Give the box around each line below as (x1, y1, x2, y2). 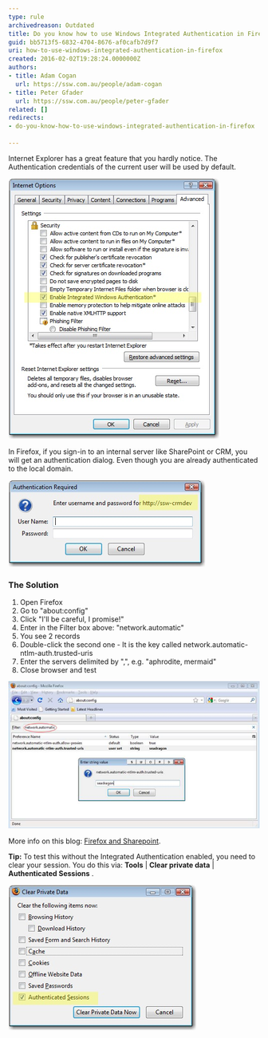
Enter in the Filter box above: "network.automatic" (19, 623, 185, 633)
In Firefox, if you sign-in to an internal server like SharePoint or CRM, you (8, 447, 248, 456)
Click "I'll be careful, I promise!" (19, 614, 124, 624)
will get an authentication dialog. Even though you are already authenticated (8, 455, 258, 464)
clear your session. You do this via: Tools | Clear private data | (8, 860, 215, 870)
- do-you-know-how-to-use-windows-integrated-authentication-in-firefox (8, 122, 255, 131)
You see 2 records (19, 631, 81, 641)
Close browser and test (19, 665, 97, 675)
